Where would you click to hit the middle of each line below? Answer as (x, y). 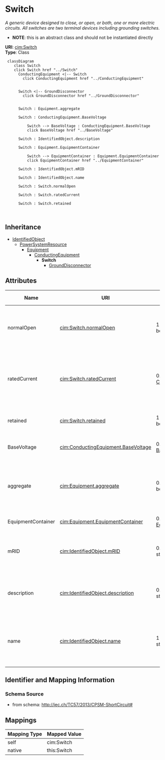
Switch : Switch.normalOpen (47, 186)
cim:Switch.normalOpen (87, 328)
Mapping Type (25, 734)
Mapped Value (64, 734)
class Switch (27, 66)
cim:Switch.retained (82, 421)
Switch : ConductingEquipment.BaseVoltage (62, 117)
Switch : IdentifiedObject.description (59, 139)
